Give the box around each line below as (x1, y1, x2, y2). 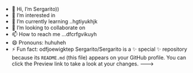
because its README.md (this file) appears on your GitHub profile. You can (11, 54, 187, 61)
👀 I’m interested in (11, 12, 56, 19)
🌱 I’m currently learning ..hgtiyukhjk (11, 18, 98, 25)
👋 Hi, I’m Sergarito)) (11, 6, 60, 12)
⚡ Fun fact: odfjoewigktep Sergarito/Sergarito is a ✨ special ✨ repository (11, 46, 188, 53)
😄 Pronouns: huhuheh (11, 39, 66, 46)
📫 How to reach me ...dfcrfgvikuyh (11, 31, 97, 37)
